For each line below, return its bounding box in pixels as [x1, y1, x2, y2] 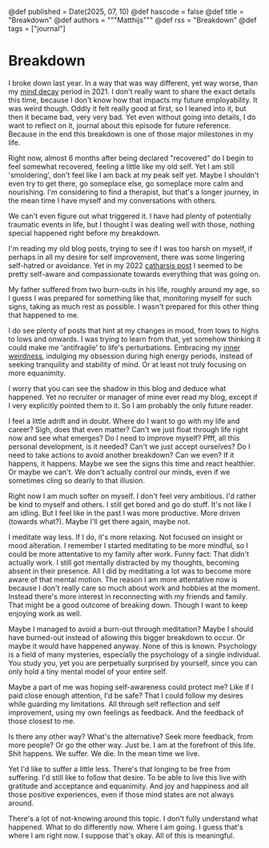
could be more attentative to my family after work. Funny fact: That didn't [8, 549, 250, 558]
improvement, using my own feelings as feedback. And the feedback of [8, 707, 244, 717]
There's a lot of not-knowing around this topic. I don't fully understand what [8, 814, 259, 823]
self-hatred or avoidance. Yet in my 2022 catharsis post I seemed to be [8, 260, 243, 270]
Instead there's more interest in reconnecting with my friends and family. [8, 591, 248, 601]
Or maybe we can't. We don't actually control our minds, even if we [8, 467, 231, 477]
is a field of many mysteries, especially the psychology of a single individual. [8, 650, 261, 659]
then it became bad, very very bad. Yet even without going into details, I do [8, 112, 256, 122]
